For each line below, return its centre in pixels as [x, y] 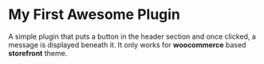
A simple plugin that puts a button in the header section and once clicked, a [132, 36]
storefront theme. [38, 53]
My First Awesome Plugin [95, 15]
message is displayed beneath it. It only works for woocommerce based [127, 44]
